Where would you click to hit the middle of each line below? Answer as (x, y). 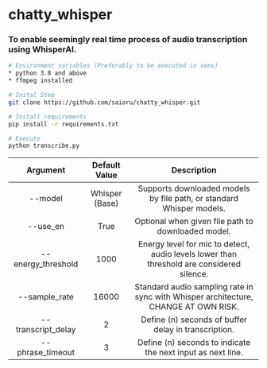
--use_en (46, 227)
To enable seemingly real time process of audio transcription (128, 40)
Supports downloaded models (194, 188)
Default (106, 165)
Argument (46, 170)
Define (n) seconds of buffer (194, 320)
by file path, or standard (194, 199)
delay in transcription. (194, 330)
